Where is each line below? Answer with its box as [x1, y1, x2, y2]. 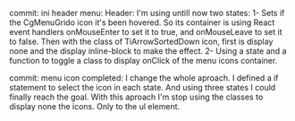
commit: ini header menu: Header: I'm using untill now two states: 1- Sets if [9, 8, 285, 18]
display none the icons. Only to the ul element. [9, 101, 181, 111]
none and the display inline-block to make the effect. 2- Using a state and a [9, 46, 287, 56]
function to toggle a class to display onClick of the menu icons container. [9, 56, 278, 65]
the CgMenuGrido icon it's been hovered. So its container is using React [9, 17, 275, 28]
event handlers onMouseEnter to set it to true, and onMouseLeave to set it [9, 27, 282, 37]
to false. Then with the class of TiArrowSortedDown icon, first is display [9, 36, 274, 47]
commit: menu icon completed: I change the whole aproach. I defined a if [9, 73, 279, 83]
